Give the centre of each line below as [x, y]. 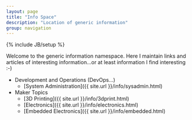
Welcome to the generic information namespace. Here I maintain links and [96, 56]
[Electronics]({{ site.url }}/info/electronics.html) [81, 105]
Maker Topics [31, 92]
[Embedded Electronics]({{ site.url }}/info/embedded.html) [95, 111]
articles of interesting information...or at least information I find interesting [96, 62]
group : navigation [29, 28]
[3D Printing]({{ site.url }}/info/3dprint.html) [76, 99]
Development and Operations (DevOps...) [65, 80]
